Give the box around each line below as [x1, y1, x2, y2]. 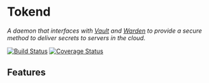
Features [7, 67, 46, 78]
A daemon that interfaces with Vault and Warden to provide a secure [7, 27, 202, 35]
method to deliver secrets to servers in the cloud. [7, 33, 146, 41]
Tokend [7, 4, 51, 20]
